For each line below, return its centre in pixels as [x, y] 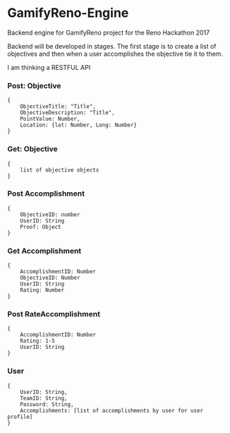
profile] [20, 417]
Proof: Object [41, 227]
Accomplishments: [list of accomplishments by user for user [111, 410]
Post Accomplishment [46, 194]
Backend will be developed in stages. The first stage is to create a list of [112, 46]
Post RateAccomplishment [54, 314]
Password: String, [47, 404]
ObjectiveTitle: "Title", [58, 107]
